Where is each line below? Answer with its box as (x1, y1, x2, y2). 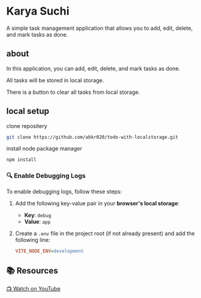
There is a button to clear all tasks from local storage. (6, 88, 140, 96)
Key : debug (24, 211, 52, 219)
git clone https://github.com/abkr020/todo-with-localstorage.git (6, 134, 178, 140)
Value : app (24, 218, 51, 225)
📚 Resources (6, 265, 58, 275)
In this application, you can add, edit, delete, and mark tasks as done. (6, 65, 181, 72)
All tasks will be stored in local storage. (6, 76, 105, 83)
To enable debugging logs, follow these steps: (6, 188, 122, 195)
